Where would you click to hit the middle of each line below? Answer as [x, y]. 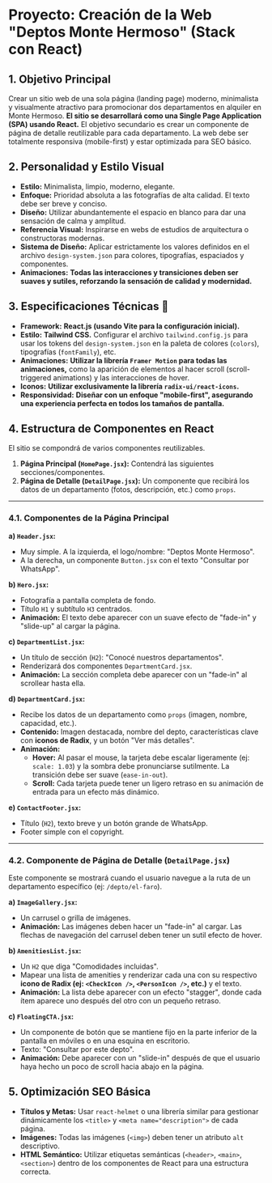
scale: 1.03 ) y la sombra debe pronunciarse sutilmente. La [131, 765]
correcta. [35, 1172]
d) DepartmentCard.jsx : [47, 698]
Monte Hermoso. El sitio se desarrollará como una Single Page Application [135, 116]
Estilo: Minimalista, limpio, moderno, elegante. [98, 186]
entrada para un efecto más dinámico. [96, 791]
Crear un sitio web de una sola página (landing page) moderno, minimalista [134, 98]
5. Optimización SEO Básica [80, 1092]
